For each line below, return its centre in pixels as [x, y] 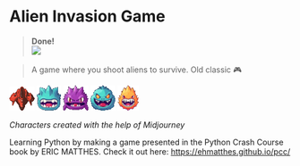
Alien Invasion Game [87, 17]
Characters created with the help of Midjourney [97, 124]
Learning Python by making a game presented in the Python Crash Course [146, 142]
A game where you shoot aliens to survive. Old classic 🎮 [136, 70]
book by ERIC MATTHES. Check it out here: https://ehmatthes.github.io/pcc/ [150, 151]
